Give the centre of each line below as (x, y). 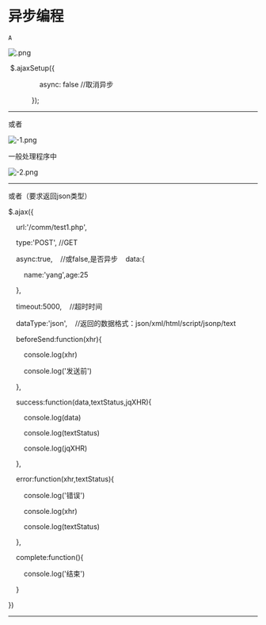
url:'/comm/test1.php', (51, 227)
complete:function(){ (49, 557)
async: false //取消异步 (76, 84)
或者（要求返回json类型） (50, 196)
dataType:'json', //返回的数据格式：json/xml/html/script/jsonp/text (125, 323)
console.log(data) (52, 417)
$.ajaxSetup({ (32, 67)
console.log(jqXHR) (55, 448)
